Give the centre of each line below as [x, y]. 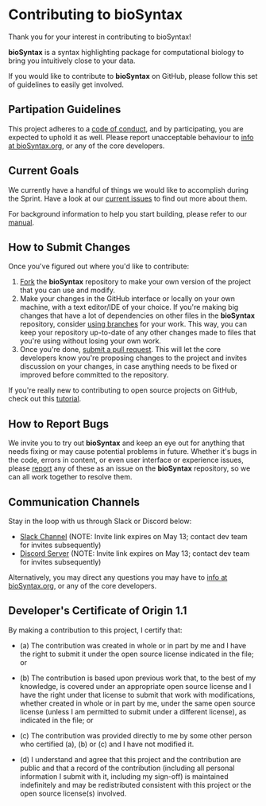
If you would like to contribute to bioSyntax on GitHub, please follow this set [133, 76]
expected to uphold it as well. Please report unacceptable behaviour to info [131, 137]
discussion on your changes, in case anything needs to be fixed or [129, 366]
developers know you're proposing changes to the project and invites [133, 358]
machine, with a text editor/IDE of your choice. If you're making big [129, 307]
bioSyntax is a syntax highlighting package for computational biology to [126, 52]
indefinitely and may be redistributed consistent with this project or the [135, 784]
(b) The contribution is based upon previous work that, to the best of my [138, 678]
